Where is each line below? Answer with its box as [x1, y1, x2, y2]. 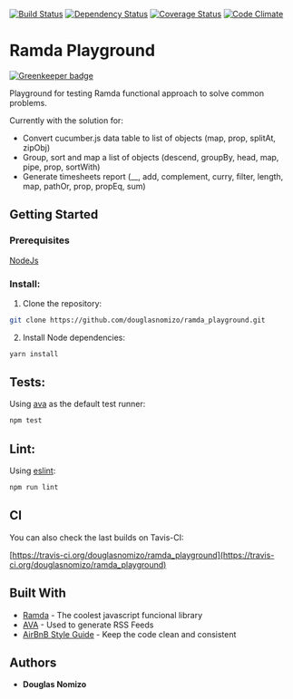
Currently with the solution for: [9, 114, 124, 126]
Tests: [9, 374, 45, 390]
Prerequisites [9, 234, 70, 247]
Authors [9, 655, 57, 671]
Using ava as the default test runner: [9, 399, 146, 410]
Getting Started [9, 207, 99, 222]
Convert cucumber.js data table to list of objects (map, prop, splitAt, [22, 132, 277, 143]
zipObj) [22, 141, 51, 153]
